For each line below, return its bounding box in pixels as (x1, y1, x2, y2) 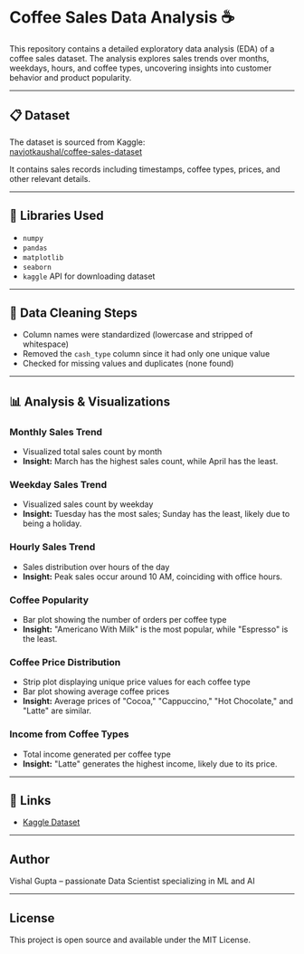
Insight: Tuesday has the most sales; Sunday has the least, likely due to (22, 509, 290, 520)
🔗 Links (9, 793, 52, 808)
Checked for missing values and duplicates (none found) (22, 358, 234, 369)
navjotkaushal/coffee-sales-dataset (9, 146, 143, 157)
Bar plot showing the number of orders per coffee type (22, 614, 227, 625)
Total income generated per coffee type (22, 749, 172, 759)
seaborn (22, 262, 52, 272)
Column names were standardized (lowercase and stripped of (22, 329, 253, 340)
